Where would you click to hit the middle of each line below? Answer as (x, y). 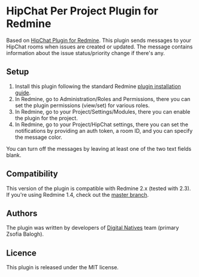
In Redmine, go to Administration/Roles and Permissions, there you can (102, 99)
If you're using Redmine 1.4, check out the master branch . (78, 194)
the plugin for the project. (46, 118)
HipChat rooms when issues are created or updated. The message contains (99, 47)
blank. (14, 155)
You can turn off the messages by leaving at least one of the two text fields (99, 148)
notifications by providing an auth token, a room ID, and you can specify (104, 130)
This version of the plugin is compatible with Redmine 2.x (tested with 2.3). (99, 188)
